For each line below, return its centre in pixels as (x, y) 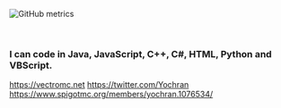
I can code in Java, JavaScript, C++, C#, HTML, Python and (140, 54)
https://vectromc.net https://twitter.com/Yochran (99, 85)
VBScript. (31, 65)
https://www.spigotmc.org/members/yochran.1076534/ (111, 95)
